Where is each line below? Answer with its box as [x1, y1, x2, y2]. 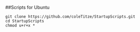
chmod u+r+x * [5, 23, 36, 28]
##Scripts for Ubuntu [5, 5, 50, 10]
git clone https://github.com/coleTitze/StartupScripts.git [5, 14, 136, 19]
